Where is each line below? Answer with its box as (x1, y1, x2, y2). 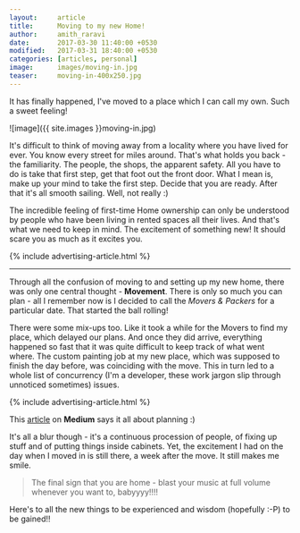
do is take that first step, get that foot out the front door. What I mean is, (9, 168, 274, 179)
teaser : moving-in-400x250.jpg (9, 72, 142, 80)
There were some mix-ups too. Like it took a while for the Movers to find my (9, 322, 288, 333)
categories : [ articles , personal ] (9, 55, 138, 63)
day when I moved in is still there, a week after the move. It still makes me (9, 450, 279, 461)
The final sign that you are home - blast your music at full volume (30, 477, 271, 487)
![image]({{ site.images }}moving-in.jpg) (9, 123, 156, 133)
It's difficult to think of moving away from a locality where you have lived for (9, 140, 288, 150)
